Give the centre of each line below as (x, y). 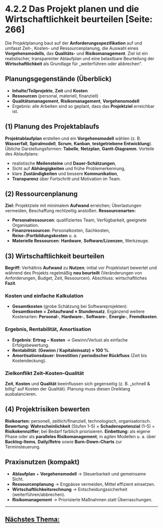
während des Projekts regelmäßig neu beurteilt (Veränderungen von (73, 273)
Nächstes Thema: (33, 519)
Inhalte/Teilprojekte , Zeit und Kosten (50, 90)
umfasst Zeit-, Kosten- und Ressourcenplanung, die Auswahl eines (72, 48)
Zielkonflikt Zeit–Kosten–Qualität (44, 373)
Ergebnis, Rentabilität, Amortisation (48, 329)
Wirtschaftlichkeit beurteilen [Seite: (79, 19)
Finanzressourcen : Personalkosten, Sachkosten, (61, 230)
